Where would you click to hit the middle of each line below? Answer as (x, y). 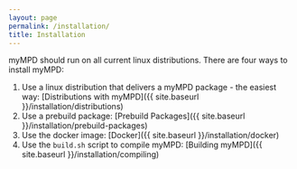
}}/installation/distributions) (72, 107)
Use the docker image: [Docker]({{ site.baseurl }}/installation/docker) (150, 136)
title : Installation (47, 34)
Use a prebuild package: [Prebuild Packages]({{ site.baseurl (133, 116)
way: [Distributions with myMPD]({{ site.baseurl (110, 97)
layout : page (33, 18)
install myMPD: (36, 70)
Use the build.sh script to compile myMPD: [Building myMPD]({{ (142, 145)
